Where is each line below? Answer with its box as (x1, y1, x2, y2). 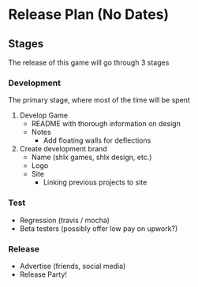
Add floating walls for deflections (43, 136, 151, 145)
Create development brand (19, 144, 108, 154)
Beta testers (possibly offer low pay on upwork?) (19, 223, 178, 233)
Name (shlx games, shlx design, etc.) (31, 152, 152, 162)
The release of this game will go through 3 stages (8, 58, 170, 67)
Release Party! (19, 270, 67, 279)
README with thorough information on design (31, 119, 181, 129)
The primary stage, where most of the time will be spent (8, 95, 191, 105)
